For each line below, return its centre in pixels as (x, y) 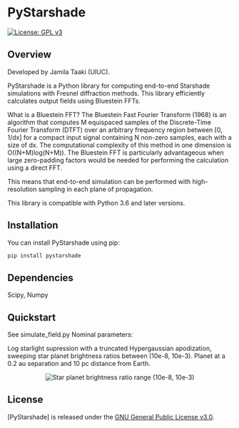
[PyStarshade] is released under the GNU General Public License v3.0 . (111, 417)
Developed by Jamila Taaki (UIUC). (59, 71)
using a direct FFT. (35, 168)
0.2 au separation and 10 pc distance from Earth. (79, 364)
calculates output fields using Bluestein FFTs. (74, 101)
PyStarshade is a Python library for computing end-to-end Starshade (109, 86)
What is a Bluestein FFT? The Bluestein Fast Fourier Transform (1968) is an (117, 114)
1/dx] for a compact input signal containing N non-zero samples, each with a (119, 137)
